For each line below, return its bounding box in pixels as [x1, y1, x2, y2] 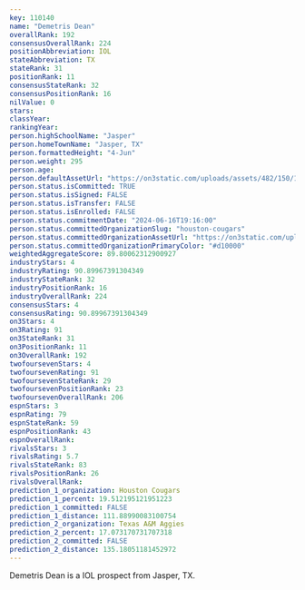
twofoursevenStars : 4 [9, 359, 92, 369]
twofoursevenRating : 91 [9, 368, 100, 377]
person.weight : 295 [9, 156, 84, 166]
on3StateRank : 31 [9, 334, 75, 343]
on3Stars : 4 [9, 317, 54, 327]
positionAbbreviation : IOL [9, 47, 112, 56]
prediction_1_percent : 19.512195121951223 [9, 494, 172, 504]
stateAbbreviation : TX [9, 55, 95, 64]
